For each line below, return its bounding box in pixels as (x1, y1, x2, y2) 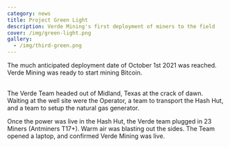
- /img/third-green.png (13, 42, 82, 49)
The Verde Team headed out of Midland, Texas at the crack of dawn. (7, 89, 204, 97)
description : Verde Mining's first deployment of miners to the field (7, 23, 215, 30)
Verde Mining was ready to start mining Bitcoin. (7, 68, 143, 77)
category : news (7, 10, 51, 17)
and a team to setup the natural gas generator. (7, 104, 140, 112)
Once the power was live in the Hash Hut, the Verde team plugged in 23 (7, 117, 212, 125)
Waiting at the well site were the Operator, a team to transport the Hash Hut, (7, 97, 224, 104)
